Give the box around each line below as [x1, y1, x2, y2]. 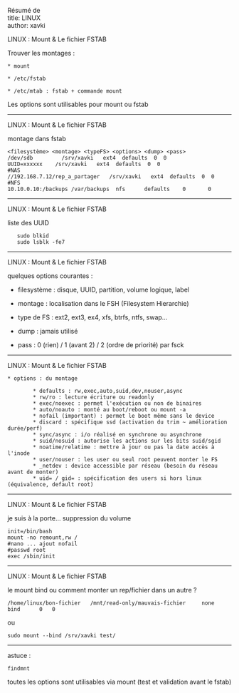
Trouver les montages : [7, 49, 75, 57]
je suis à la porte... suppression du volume [7, 514, 132, 523]
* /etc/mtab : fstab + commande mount [7, 88, 122, 95]
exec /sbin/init [7, 553, 55, 560]
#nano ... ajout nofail [7, 540, 78, 548]
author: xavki [7, 21, 46, 29]
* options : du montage [7, 375, 78, 382]
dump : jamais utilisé [17, 327, 78, 335]
